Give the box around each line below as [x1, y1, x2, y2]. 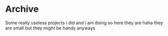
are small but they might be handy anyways [5, 25, 96, 31]
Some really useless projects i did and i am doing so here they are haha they [5, 20, 163, 26]
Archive [5, 3, 39, 15]
